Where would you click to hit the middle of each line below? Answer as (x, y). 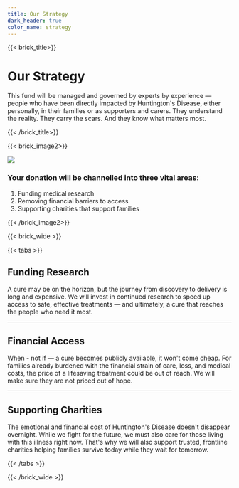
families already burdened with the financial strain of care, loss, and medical (119, 366)
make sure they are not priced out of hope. (70, 381)
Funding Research (49, 272)
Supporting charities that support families (79, 208)
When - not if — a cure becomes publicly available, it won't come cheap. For (119, 358)
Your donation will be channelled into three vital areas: (103, 178)
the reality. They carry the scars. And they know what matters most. (107, 119)
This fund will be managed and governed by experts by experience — (110, 96)
